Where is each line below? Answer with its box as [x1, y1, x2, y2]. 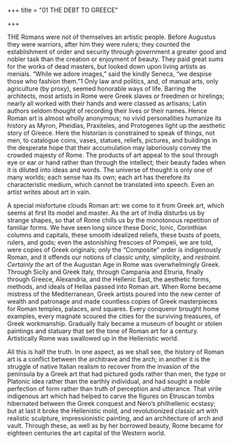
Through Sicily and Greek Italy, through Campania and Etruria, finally [7, 268, 204, 276]
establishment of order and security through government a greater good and [7, 48, 227, 56]
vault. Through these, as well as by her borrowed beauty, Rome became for [7, 422, 224, 429]
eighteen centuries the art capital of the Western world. [7, 429, 166, 437]
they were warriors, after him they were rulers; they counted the [7, 40, 191, 48]
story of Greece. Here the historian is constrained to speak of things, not [7, 129, 215, 137]
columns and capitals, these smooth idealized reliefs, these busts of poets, [7, 231, 222, 239]
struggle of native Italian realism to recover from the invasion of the [7, 363, 200, 370]
